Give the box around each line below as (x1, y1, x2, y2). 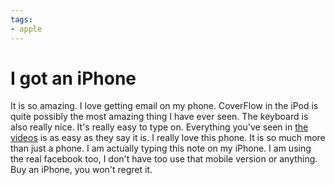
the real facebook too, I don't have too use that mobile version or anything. (10, 153, 318, 165)
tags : (10, 14, 33, 25)
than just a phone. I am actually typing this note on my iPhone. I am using (10, 142, 312, 155)
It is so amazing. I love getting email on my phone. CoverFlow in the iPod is (10, 100, 319, 112)
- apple (10, 24, 43, 34)
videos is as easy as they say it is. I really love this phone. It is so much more (10, 132, 326, 144)
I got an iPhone (10, 67, 137, 90)
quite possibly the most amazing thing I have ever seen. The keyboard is (10, 111, 309, 123)
